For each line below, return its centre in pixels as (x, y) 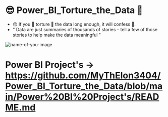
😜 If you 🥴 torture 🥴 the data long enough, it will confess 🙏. (74, 24)
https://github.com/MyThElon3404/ (83, 76)
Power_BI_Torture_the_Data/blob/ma (84, 86)
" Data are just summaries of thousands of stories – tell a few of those (85, 29)
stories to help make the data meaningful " (57, 35)
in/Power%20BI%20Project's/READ (82, 97)
